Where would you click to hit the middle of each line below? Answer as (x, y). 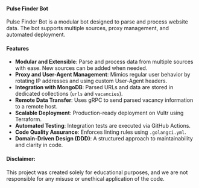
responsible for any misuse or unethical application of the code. (85, 178)
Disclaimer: (21, 159)
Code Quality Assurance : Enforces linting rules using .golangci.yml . (100, 132)
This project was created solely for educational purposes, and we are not (97, 172)
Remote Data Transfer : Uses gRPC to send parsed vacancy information (104, 100)
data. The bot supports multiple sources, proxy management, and (88, 28)
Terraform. (28, 119)
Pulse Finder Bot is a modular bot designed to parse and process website (97, 22)
